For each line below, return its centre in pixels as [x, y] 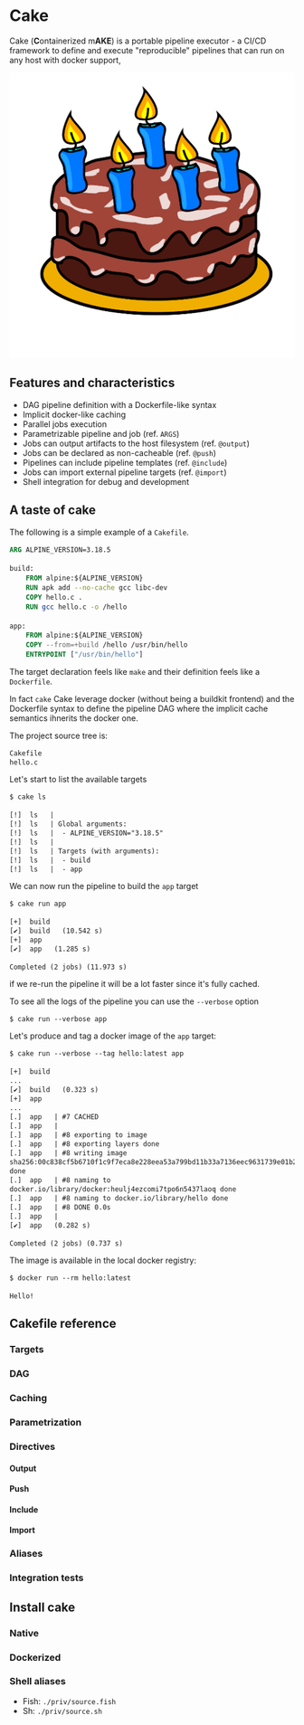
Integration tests [47, 1578]
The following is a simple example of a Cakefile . [100, 532]
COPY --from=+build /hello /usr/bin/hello [107, 645]
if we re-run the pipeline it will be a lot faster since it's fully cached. [135, 984]
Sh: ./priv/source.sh [62, 1711]
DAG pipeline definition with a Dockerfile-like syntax [119, 404]
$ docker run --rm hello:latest [70, 1278]
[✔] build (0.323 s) [54, 1090]
